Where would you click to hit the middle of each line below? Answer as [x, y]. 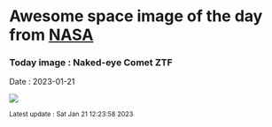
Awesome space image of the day [136, 16]
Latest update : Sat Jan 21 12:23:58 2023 [71, 115]
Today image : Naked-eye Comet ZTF [91, 63]
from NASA [51, 35]
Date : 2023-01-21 [42, 82]
